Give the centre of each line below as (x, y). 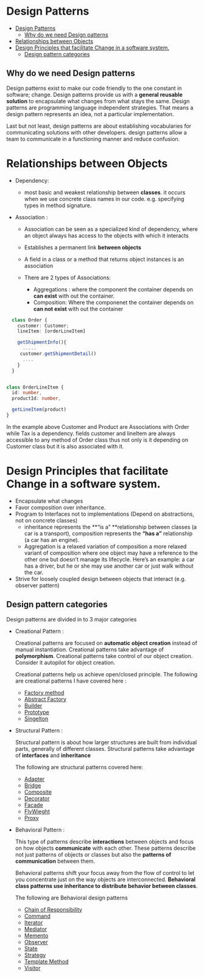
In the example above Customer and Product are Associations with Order (98, 426)
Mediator (36, 929)
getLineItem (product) (39, 410)
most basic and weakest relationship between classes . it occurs (105, 192)
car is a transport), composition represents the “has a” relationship (108, 533)
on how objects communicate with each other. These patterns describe (105, 848)
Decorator (37, 798)
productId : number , (37, 398)
